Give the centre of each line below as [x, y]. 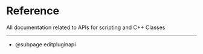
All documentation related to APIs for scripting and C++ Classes [86, 27]
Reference [33, 11]
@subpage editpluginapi [45, 44]
